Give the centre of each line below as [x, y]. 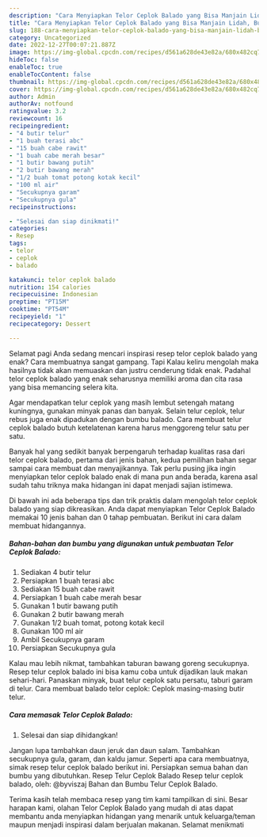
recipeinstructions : [43, 207]
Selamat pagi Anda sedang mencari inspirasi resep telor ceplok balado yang [133, 353]
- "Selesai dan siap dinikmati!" [64, 221]
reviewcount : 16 [36, 119]
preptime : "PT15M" [39, 302]
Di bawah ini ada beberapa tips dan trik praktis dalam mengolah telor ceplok [133, 500]
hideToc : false [34, 60]
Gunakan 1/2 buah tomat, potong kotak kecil [92, 622]
